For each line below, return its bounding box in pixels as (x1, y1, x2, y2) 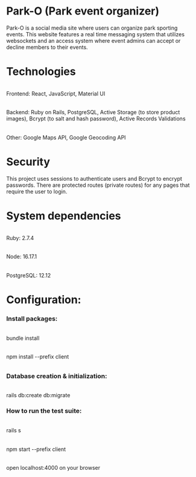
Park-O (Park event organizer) (6, 4, 160, 18)
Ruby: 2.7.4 (6, 234, 34, 241)
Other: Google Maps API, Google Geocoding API (6, 134, 126, 141)
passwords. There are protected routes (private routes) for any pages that (6, 181, 190, 189)
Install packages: (6, 314, 58, 323)
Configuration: (6, 293, 81, 307)
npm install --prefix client (6, 353, 69, 360)
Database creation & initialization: (6, 372, 107, 380)
